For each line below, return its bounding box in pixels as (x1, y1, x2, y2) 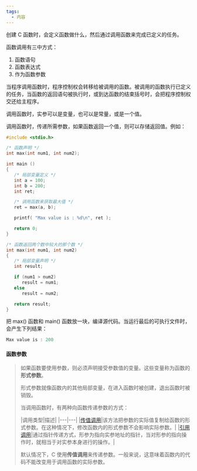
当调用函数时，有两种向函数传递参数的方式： (20, 404, 129, 411)
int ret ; (13, 189, 35, 194)
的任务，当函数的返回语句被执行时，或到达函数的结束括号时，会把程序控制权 (6, 90, 191, 97)
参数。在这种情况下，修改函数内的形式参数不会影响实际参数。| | (25, 424, 180, 431)
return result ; (13, 301, 51, 307)
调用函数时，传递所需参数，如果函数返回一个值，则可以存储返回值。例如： (6, 123, 186, 130)
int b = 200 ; (13, 183, 46, 189)
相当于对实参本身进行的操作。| (40, 439, 116, 446)
